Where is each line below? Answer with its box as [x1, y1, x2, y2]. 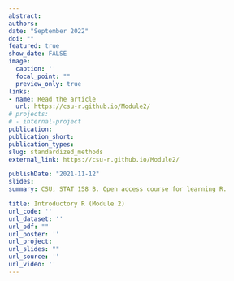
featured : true [8, 42, 60, 50]
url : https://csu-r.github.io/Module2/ [15, 102, 151, 110]
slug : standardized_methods [8, 148, 104, 156]
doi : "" [8, 34, 35, 43]
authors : [8, 19, 38, 28]
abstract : [8, 11, 42, 20]
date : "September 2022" [8, 27, 89, 35]
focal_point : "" [15, 72, 71, 80]
